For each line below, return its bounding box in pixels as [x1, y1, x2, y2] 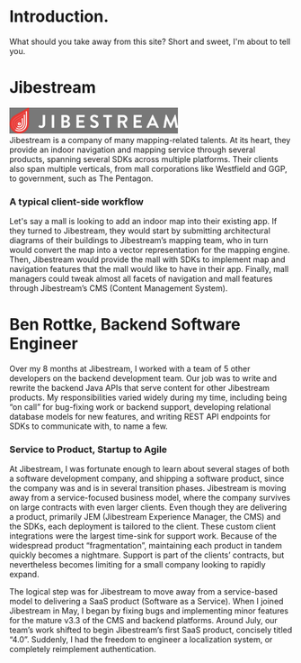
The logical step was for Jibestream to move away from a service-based [9, 586, 279, 597]
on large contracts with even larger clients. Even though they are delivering [9, 502, 288, 513]
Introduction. [9, 6, 110, 27]
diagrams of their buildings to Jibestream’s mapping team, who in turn [9, 235, 269, 246]
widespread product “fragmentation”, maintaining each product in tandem [9, 540, 283, 551]
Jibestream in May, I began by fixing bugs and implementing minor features [9, 605, 289, 616]
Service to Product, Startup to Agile [9, 443, 168, 456]
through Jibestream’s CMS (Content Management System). [9, 283, 228, 294]
